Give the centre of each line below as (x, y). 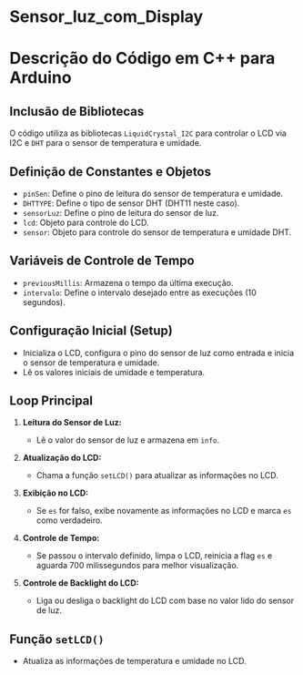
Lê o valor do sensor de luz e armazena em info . (128, 440)
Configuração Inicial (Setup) (91, 331)
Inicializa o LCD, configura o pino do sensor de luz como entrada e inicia (158, 353)
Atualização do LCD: (62, 458)
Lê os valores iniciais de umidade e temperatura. (114, 372)
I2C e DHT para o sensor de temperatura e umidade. (106, 143)
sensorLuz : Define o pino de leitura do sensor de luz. (121, 213)
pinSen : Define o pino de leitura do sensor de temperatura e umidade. (153, 194)
